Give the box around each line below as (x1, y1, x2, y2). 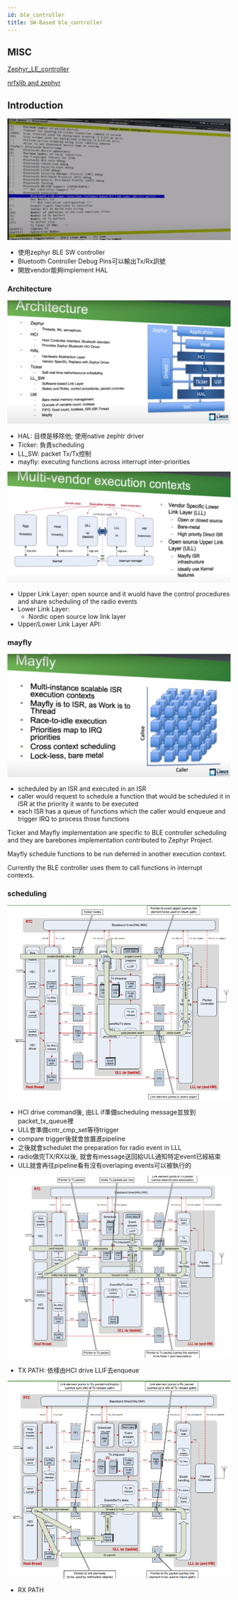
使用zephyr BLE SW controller (17, 248, 106, 256)
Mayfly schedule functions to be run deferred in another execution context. (7, 849, 227, 858)
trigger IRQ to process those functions (17, 814, 130, 823)
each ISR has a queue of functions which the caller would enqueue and (17, 806, 226, 816)
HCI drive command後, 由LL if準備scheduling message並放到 (17, 1108, 196, 1117)
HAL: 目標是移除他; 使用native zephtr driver (17, 432, 144, 440)
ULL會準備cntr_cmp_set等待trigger (17, 1126, 119, 1134)
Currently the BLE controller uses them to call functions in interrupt (7, 863, 203, 872)
